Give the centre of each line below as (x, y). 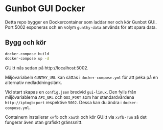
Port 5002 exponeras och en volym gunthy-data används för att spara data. (81, 27)
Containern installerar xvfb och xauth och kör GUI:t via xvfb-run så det (76, 117)
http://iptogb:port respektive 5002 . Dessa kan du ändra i (63, 102)
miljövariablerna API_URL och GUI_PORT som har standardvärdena (70, 97)
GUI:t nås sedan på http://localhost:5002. (47, 68)
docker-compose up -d (27, 58)
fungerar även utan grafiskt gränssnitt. (44, 122)
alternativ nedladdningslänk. (34, 82)
